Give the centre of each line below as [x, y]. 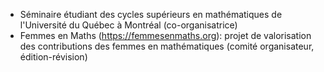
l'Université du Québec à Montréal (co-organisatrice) [128, 25]
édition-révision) [53, 57]
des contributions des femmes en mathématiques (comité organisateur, [167, 46]
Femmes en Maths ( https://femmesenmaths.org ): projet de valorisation [165, 35]
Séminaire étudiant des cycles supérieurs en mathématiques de [151, 14]
